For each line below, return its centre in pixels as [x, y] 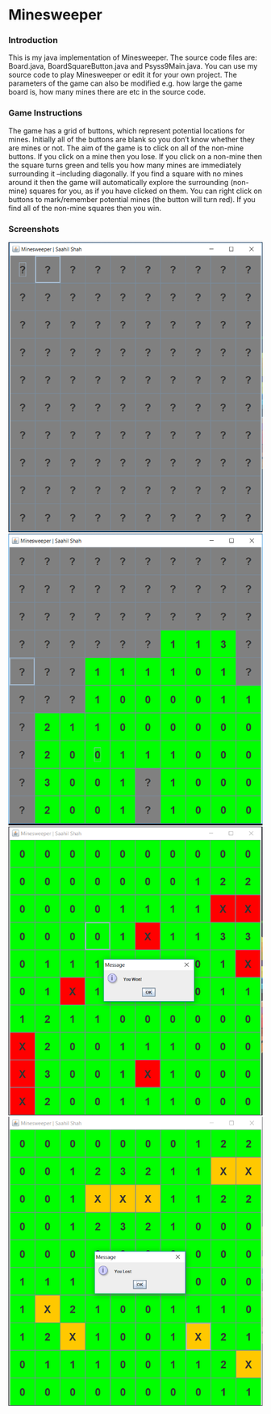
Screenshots [34, 229]
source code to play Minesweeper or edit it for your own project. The [123, 75]
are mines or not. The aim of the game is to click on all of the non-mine [126, 148]
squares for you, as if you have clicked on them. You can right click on [145, 191]
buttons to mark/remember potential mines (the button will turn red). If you [132, 199]
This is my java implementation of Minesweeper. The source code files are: [133, 57]
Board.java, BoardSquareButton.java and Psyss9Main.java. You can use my [133, 66]
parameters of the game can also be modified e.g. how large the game [125, 83]
